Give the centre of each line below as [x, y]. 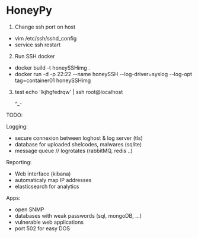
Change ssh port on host [45, 27]
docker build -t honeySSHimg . [52, 68]
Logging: [17, 126]
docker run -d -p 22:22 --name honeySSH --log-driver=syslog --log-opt [103, 74]
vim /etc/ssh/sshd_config [46, 38]
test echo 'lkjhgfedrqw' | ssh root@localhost [69, 92]
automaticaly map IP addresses [53, 180]
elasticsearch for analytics [47, 186]
